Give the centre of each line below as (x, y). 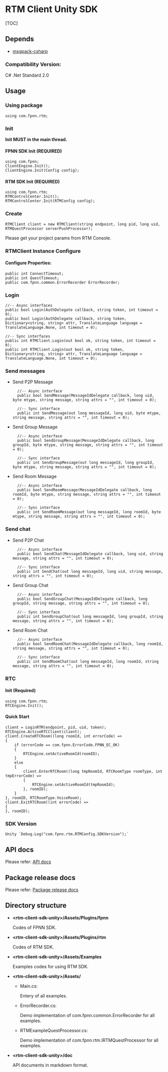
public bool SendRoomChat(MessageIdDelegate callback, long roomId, (90, 644)
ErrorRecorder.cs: (38, 1006)
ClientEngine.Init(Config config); (42, 171)
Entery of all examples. (44, 995)
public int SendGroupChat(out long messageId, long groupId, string (90, 616)
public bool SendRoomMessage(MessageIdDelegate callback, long (85, 490)
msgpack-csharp (30, 51)
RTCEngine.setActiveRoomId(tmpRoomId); (73, 785)
